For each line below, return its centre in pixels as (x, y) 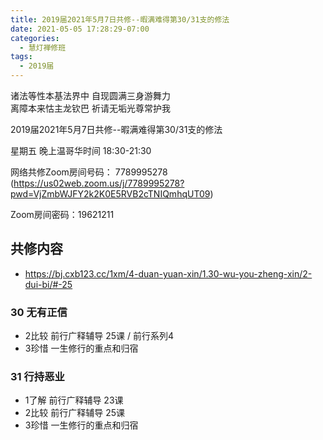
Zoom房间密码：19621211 (62, 214)
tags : (21, 57)
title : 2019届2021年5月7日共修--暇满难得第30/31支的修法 (120, 19)
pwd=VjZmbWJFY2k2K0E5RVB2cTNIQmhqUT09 (110, 194)
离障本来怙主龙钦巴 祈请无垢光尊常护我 (90, 108)
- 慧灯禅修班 (43, 47)
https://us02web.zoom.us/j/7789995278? (99, 183)
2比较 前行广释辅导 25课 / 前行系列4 (99, 336)
